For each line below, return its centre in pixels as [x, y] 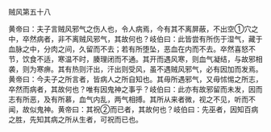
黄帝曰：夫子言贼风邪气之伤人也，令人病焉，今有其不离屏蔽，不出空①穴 [130, 29]
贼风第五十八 [29, 12]
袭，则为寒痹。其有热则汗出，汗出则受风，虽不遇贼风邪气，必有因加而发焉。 [135, 69]
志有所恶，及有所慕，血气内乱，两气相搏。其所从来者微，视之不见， [121, 99]
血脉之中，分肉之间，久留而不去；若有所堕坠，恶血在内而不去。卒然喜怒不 [132, 49]
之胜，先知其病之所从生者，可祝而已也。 [75, 120]
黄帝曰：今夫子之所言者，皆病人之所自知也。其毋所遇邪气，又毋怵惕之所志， [135, 79]
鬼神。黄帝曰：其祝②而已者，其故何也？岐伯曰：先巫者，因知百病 [147, 109]
